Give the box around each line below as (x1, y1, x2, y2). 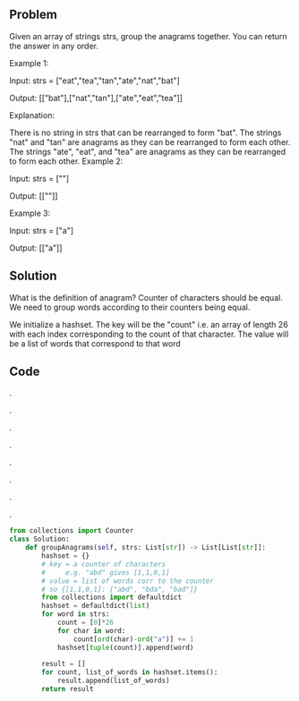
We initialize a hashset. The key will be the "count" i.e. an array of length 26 (9, 319, 288, 329)
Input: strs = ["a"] (9, 225, 74, 235)
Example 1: (9, 57, 49, 68)
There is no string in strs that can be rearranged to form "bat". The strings (9, 127, 282, 138)
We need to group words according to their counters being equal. (9, 302, 251, 312)
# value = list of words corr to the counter (41, 577, 215, 586)
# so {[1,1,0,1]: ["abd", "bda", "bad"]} (41, 585, 199, 594)
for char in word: (56, 626, 126, 635)
